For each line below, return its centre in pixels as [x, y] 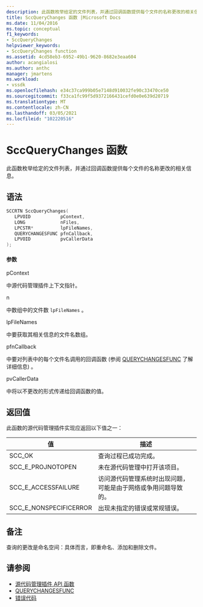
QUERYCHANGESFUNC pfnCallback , [54, 233]
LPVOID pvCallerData [54, 239]
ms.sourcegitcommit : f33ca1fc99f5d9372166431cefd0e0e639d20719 [88, 96]
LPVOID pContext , [50, 216]
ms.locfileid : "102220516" [40, 118]
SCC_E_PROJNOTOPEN [43, 467]
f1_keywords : [23, 34]
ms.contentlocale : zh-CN [37, 107]
